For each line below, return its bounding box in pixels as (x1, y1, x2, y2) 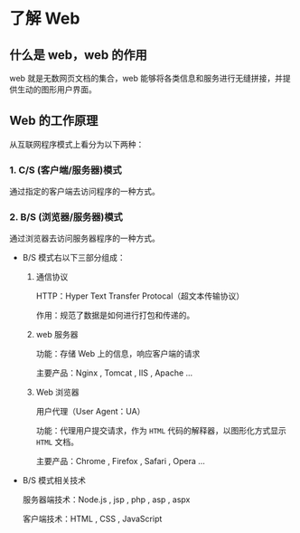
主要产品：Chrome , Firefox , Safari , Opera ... (35, 456, 206, 467)
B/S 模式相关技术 (22, 475, 86, 486)
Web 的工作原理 (9, 113, 98, 128)
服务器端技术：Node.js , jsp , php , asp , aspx (22, 494, 191, 505)
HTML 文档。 (35, 436, 80, 448)
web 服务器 (35, 329, 79, 340)
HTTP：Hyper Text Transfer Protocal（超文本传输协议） (35, 290, 245, 301)
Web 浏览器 (35, 386, 80, 398)
